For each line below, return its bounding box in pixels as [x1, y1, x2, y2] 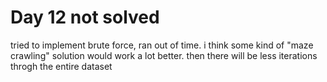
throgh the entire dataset [10, 60, 113, 72]
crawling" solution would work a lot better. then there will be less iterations [10, 49, 318, 61]
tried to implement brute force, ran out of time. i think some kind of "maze [10, 39, 314, 51]
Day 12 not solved [10, 6, 160, 29]
